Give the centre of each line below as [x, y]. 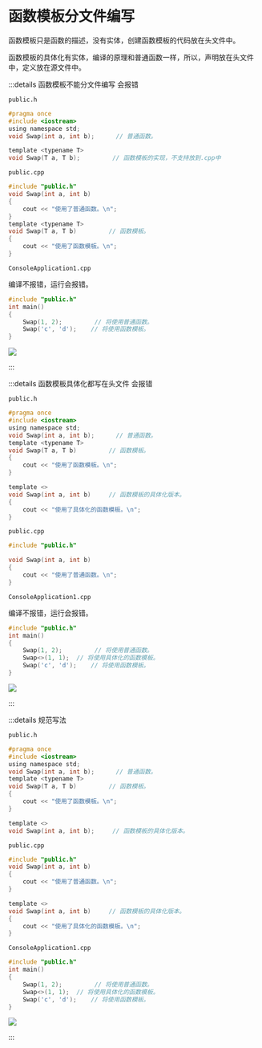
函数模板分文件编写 [72, 16]
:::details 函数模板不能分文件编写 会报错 [73, 84]
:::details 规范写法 [37, 720]
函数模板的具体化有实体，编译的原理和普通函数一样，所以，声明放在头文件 [131, 57]
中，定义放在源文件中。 [47, 67]
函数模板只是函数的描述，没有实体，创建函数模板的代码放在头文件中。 [124, 40]
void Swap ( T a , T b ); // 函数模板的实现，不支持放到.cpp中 [115, 158]
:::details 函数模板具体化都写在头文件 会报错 [81, 384]
